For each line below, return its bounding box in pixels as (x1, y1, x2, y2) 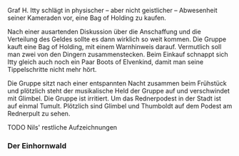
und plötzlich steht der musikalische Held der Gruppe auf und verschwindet (7, 87, 230, 95)
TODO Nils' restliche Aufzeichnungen (7, 123, 118, 131)
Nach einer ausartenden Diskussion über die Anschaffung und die (7, 28, 201, 36)
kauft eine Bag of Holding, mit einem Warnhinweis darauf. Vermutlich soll (7, 43, 222, 51)
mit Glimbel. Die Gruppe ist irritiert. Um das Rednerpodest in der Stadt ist (7, 94, 221, 103)
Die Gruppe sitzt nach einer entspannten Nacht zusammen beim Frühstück (7, 79, 227, 88)
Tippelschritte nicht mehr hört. (7, 66, 97, 73)
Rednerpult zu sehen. (7, 110, 71, 118)
